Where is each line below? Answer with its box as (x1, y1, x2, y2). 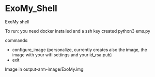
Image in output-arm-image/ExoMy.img (5, 66, 84, 72)
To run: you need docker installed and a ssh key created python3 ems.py (5, 28, 151, 34)
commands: (5, 37, 29, 43)
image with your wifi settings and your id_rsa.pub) (12, 51, 112, 58)
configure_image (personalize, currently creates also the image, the (12, 47, 148, 52)
